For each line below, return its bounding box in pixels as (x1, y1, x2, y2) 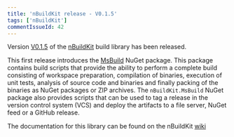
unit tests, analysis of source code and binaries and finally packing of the (7, 79, 219, 87)
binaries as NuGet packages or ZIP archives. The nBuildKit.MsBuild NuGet (7, 86, 224, 95)
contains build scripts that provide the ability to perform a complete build (7, 64, 218, 72)
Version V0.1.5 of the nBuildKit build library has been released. (7, 43, 187, 51)
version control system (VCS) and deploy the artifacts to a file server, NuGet (7, 101, 227, 110)
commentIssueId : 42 (7, 23, 64, 30)
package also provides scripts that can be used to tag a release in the (7, 93, 209, 102)
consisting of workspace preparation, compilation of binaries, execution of (7, 71, 223, 79)
